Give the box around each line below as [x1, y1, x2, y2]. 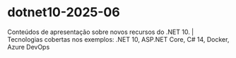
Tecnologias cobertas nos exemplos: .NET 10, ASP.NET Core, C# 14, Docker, [7, 35, 230, 43]
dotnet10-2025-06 [7, 4, 120, 21]
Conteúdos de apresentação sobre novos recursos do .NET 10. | [7, 28, 194, 36]
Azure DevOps [7, 42, 50, 51]
